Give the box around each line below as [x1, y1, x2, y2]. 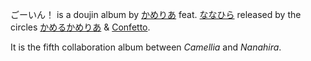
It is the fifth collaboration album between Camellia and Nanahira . [10, 41, 282, 53]
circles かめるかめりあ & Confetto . [10, 21, 151, 33]
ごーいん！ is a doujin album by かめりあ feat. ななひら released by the [10, 9, 302, 20]
